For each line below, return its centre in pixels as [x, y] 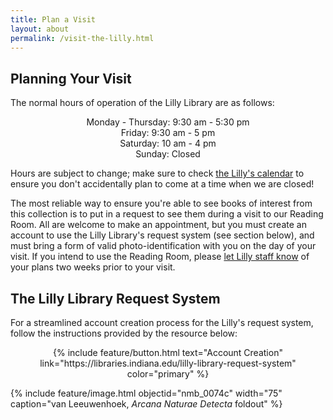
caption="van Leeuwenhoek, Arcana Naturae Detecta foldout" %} [146, 404]
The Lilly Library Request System [115, 298]
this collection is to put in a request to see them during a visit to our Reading [167, 214]
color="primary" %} [168, 374]
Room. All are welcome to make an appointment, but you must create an [158, 225]
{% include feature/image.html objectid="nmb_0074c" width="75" [146, 393]
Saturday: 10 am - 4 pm [168, 143]
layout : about [40, 29]
